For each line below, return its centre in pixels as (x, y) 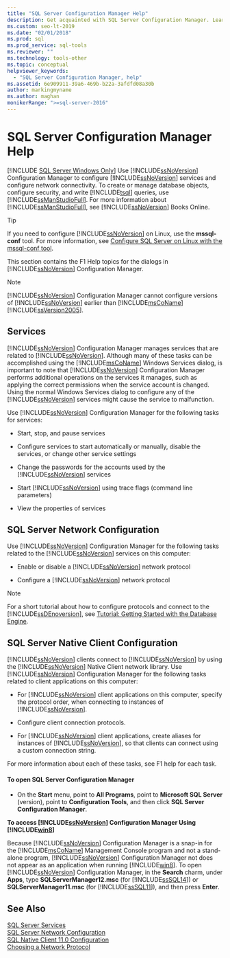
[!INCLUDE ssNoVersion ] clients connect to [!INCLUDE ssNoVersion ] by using (115, 659)
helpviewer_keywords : (38, 71)
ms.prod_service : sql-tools (47, 45)
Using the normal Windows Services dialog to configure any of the (101, 391)
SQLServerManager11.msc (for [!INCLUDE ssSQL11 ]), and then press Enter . (114, 887)
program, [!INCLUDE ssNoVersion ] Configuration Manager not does (119, 858)
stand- (211, 851)
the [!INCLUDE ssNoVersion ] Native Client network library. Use (95, 667)
